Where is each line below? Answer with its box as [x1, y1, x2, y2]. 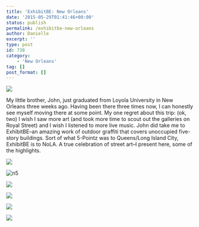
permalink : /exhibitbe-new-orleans [6, 25, 94, 31]
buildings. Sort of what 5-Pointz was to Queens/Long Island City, [20, 135, 179, 142]
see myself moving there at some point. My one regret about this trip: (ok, [6, 109, 187, 116]
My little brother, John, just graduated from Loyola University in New [6, 97, 173, 104]
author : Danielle [6, 31, 49, 37]
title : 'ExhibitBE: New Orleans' [6, 8, 89, 15]
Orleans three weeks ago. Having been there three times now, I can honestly [6, 103, 194, 110]
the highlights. [6, 147, 42, 154]
